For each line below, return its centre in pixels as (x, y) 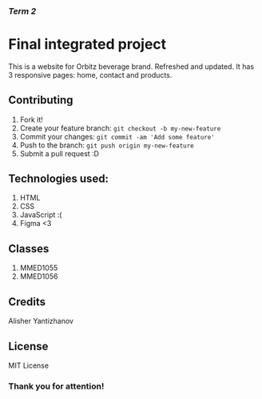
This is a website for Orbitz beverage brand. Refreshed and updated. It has (131, 66)
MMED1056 (39, 276)
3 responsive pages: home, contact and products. (90, 75)
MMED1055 (39, 268)
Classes (29, 249)
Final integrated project (87, 44)
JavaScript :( (41, 215)
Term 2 (22, 11)
